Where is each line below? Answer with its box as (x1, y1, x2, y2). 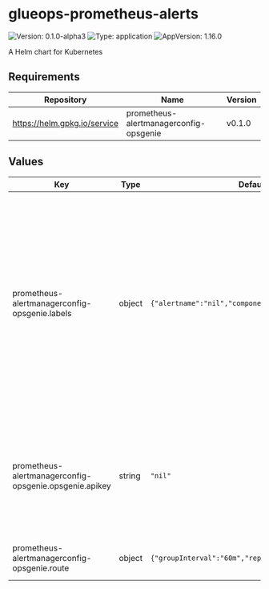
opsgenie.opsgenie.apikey (12, 480, 111, 491)
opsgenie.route (12, 563, 70, 574)
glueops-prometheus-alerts (8, 5, 199, 23)
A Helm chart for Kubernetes (8, 47, 103, 56)
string (118, 470, 141, 481)
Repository (43, 94, 87, 105)
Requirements (8, 70, 80, 84)
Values (8, 155, 44, 169)
